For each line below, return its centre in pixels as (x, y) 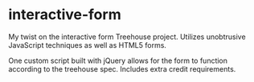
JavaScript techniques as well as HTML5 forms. (88, 45)
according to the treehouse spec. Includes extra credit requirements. (122, 68)
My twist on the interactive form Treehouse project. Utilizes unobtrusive (127, 37)
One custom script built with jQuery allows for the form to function (118, 61)
